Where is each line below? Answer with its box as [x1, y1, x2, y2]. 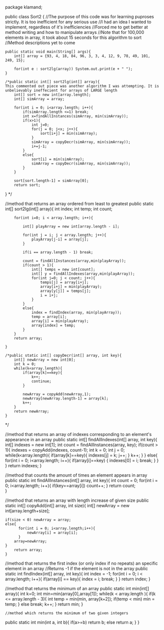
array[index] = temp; [31, 323, 76, 328]
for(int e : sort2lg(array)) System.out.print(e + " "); [14, 66, 133, 71]
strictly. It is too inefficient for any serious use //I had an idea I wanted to [5, 19, 151, 25]
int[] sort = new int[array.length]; [14, 92, 91, 97]
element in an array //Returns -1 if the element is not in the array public [5, 566, 148, 572]
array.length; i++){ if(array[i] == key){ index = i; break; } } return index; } [5, 576, 151, 582]
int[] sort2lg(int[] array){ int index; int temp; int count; [5, 206, 113, 212]
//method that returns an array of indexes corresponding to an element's [5, 431, 152, 437]
